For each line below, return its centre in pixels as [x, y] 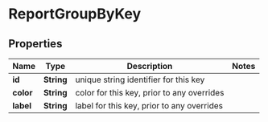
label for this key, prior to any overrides [149, 106]
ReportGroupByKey [75, 14]
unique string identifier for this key [140, 79]
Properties [35, 44]
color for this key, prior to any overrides [150, 93]
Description [150, 66]
